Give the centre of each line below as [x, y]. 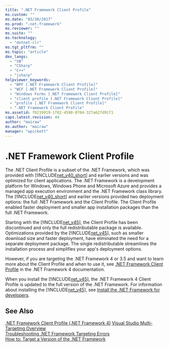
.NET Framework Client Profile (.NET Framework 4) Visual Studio [72, 323]
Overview [36, 328]
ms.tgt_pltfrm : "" [24, 47]
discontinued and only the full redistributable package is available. [74, 228]
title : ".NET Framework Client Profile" [48, 10]
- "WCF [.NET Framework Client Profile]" [54, 89]
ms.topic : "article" [27, 52]
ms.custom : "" [20, 15]
